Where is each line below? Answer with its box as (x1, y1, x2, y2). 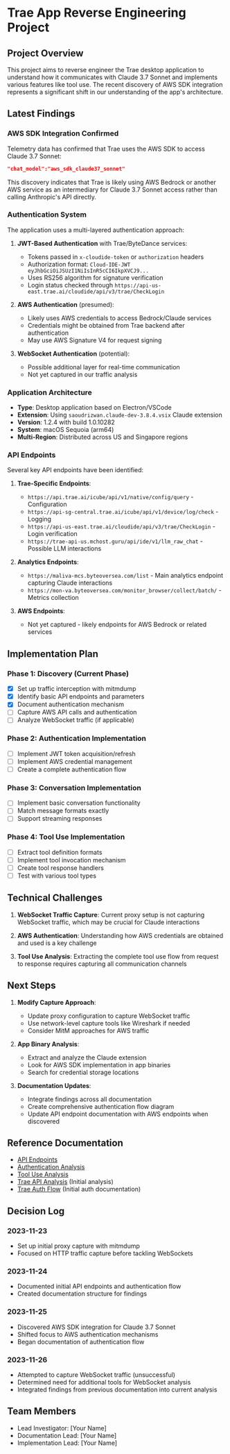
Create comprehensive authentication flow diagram (27, 1102, 175, 1110)
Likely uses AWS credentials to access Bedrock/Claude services (27, 314, 212, 322)
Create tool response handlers (17, 863, 104, 872)
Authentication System (7, 210, 87, 219)
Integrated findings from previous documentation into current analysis (17, 1385, 218, 1394)
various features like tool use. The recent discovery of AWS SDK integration (7, 81, 223, 88)
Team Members (7, 1405, 76, 1417)
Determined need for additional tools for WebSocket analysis (17, 1378, 191, 1386)
